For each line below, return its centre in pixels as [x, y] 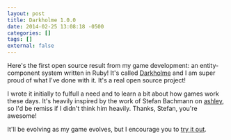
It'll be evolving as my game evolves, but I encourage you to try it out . [107, 129]
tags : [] [20, 40]
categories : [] [29, 33]
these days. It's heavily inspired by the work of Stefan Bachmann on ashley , [116, 101]
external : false [31, 46]
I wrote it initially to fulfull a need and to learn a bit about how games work [113, 94]
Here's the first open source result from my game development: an [103, 65]
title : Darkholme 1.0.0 [42, 20]
